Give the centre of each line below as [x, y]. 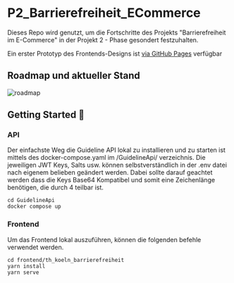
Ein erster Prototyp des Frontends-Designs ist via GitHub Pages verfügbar [115, 54]
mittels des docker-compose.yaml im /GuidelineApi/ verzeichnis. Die [106, 158]
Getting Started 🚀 [46, 115]
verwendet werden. [36, 247]
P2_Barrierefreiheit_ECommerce [104, 13]
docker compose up [34, 207]
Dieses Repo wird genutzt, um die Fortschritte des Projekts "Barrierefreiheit [117, 32]
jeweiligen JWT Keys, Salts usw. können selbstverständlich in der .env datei [117, 165]
